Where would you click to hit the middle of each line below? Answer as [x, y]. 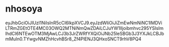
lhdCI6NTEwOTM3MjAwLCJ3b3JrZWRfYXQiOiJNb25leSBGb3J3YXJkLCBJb [85, 33]
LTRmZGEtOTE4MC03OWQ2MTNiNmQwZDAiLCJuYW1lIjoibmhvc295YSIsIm [84, 28]
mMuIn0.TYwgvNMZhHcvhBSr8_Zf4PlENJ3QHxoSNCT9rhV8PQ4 [73, 39]
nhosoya [24, 9]
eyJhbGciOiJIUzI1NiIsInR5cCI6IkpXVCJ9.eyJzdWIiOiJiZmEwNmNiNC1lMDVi [84, 23]
